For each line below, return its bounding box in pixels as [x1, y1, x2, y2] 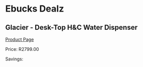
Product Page [5, 36, 34, 42]
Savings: [5, 56, 24, 62]
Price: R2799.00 [5, 46, 39, 52]
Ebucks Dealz [5, 3, 65, 15]
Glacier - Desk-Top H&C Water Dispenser [5, 23, 138, 32]
